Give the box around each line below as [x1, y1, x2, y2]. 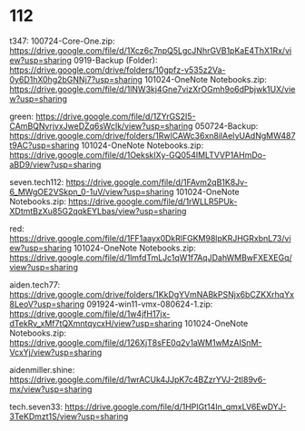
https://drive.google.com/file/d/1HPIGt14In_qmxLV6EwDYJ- [64, 401, 287, 412]
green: [9, 111, 34, 122]
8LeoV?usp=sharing [9, 299, 84, 309]
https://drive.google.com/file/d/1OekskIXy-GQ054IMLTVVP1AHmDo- [9, 149, 266, 160]
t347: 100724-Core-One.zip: [9, 35, 115, 46]
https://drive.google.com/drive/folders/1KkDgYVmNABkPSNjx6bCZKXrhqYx [9, 289, 295, 299]
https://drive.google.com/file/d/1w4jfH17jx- [9, 308, 171, 318]
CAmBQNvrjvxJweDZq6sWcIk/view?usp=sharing [9, 120, 193, 132]
